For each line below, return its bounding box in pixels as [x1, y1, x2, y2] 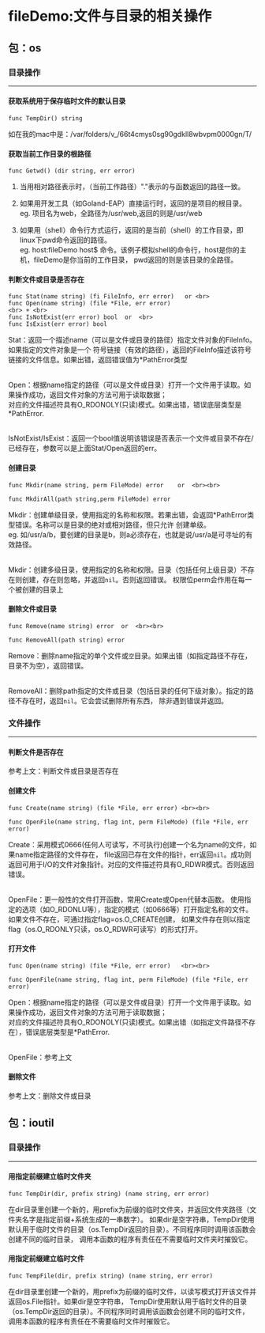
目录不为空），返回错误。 [8, 661, 88, 670]
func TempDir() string [8, 115, 83, 123]
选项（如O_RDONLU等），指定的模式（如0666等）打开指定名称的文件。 [21, 904, 253, 914]
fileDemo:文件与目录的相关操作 [8, 7, 212, 25]
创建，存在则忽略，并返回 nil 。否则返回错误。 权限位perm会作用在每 [21, 574, 245, 584]
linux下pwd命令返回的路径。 [19, 235, 112, 245]
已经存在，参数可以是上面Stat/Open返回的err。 [8, 444, 162, 453]
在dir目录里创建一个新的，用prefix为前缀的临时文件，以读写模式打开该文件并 [8, 1287, 257, 1297]
